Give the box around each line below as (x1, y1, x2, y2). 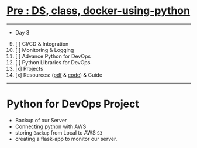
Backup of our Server (15, 116, 67, 123)
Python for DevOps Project (6, 98, 139, 111)
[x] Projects (15, 65, 43, 72)
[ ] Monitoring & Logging (15, 46, 74, 53)
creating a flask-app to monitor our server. (15, 135, 117, 142)
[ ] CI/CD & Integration (15, 40, 69, 47)
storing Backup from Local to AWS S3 (15, 129, 103, 136)
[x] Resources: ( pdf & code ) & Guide (15, 71, 103, 78)
